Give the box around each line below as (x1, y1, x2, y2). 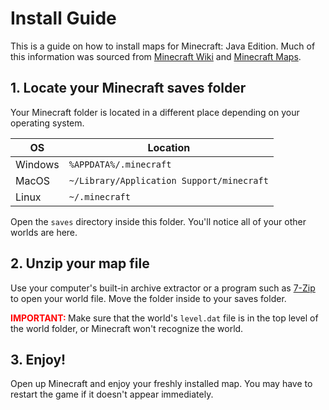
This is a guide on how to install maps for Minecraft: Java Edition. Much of (10, 40, 316, 52)
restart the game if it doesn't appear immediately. (10, 388, 214, 401)
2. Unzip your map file (10, 255, 150, 272)
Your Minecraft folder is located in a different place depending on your (10, 106, 300, 118)
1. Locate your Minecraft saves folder (10, 80, 247, 97)
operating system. (10, 117, 85, 129)
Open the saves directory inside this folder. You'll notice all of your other (10, 215, 307, 227)
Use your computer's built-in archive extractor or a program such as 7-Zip (10, 282, 316, 294)
